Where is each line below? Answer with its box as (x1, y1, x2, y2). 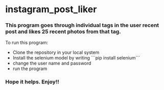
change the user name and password (12, 60, 91, 67)
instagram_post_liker (5, 4, 97, 15)
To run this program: (5, 40, 49, 46)
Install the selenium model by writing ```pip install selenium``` (12, 55, 140, 61)
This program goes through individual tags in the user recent (5, 22, 159, 29)
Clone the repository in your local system (12, 49, 100, 55)
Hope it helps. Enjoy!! (5, 78, 60, 85)
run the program (12, 66, 48, 72)
